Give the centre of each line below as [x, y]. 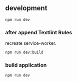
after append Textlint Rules [39, 32]
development [26, 8]
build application [26, 65]
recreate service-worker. [31, 43]
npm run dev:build [24, 52]
